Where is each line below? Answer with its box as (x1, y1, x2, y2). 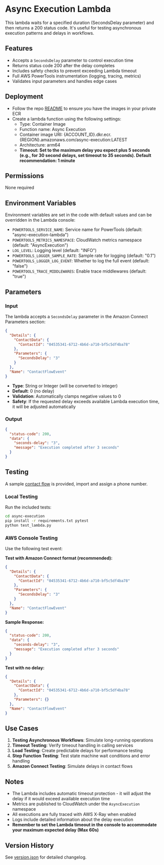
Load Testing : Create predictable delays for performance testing (12, 748, 143, 754)
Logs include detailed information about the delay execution (12, 816, 134, 822)
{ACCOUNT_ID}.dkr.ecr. (63, 131, 112, 137)
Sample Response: (5, 619, 44, 625)
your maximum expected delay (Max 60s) (12, 827, 99, 833)
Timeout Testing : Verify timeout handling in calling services (12, 742, 134, 748)
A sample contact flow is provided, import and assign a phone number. (5, 481, 148, 486)
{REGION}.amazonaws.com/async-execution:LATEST (19, 136, 127, 143)
